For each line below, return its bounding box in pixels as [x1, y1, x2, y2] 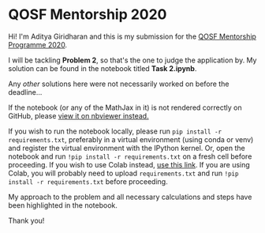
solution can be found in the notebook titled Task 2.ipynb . [8, 63, 197, 73]
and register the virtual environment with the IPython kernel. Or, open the [8, 143, 246, 152]
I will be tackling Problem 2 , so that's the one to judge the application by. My [8, 55, 257, 65]
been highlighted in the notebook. [8, 200, 118, 210]
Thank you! [8, 216, 45, 225]
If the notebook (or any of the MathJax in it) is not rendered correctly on [8, 103, 242, 112]
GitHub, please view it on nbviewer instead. [8, 111, 149, 120]
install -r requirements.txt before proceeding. [8, 176, 168, 186]
